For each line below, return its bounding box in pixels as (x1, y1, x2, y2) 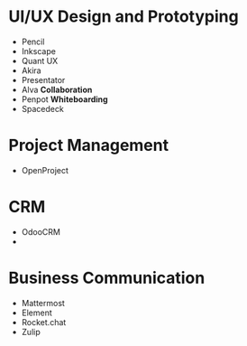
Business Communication (8, 268, 206, 288)
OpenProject (21, 164, 69, 175)
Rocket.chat (21, 316, 67, 327)
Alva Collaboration (21, 84, 93, 95)
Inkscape (21, 45, 56, 56)
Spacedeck (21, 103, 64, 114)
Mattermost (21, 297, 65, 308)
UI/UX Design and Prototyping (8, 6, 240, 27)
